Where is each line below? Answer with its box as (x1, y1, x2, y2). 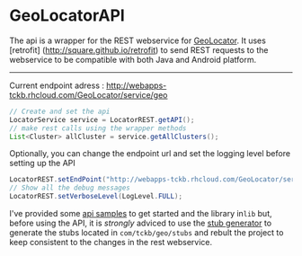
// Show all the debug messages (9, 183, 130, 193)
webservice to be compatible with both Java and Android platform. (9, 54, 257, 65)
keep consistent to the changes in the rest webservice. (9, 237, 213, 248)
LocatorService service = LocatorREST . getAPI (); (9, 115, 195, 124)
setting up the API (9, 158, 76, 169)
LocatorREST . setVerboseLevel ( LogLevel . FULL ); (9, 192, 182, 201)
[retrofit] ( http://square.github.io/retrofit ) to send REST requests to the (9, 44, 269, 55)
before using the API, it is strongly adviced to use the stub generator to (9, 217, 272, 229)
